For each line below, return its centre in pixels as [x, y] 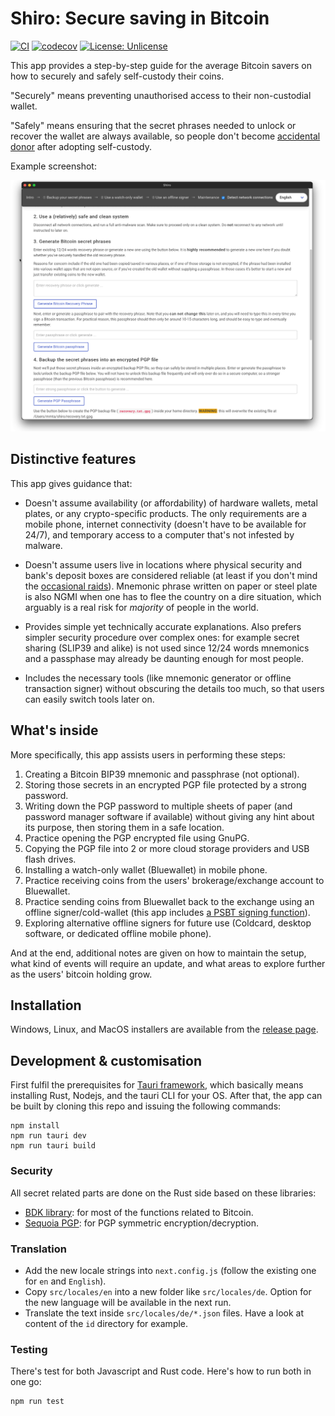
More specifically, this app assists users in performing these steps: [148, 754]
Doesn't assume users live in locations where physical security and [163, 564]
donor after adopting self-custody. [81, 146]
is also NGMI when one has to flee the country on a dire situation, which [173, 596]
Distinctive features [73, 459]
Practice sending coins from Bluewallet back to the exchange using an [169, 901]
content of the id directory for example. [106, 1323]
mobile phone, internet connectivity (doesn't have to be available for [165, 524]
